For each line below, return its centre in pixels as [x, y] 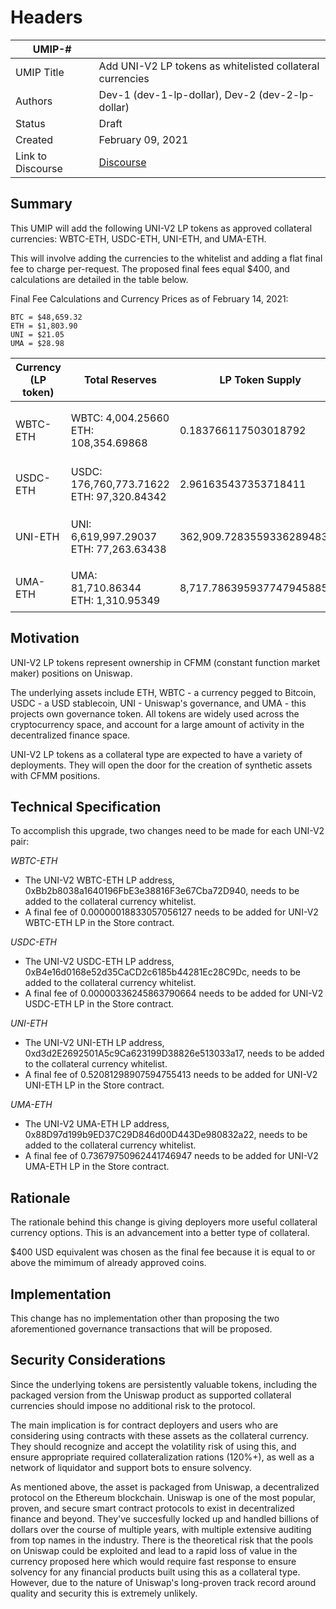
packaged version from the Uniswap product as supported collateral [151, 1395]
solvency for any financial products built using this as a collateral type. [155, 1572]
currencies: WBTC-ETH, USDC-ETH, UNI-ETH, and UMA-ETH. [138, 238]
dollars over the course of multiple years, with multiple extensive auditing [161, 1529]
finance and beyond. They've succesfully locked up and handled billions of [165, 1518]
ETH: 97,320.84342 [118, 496]
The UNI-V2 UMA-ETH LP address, [97, 1124]
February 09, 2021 [143, 139]
